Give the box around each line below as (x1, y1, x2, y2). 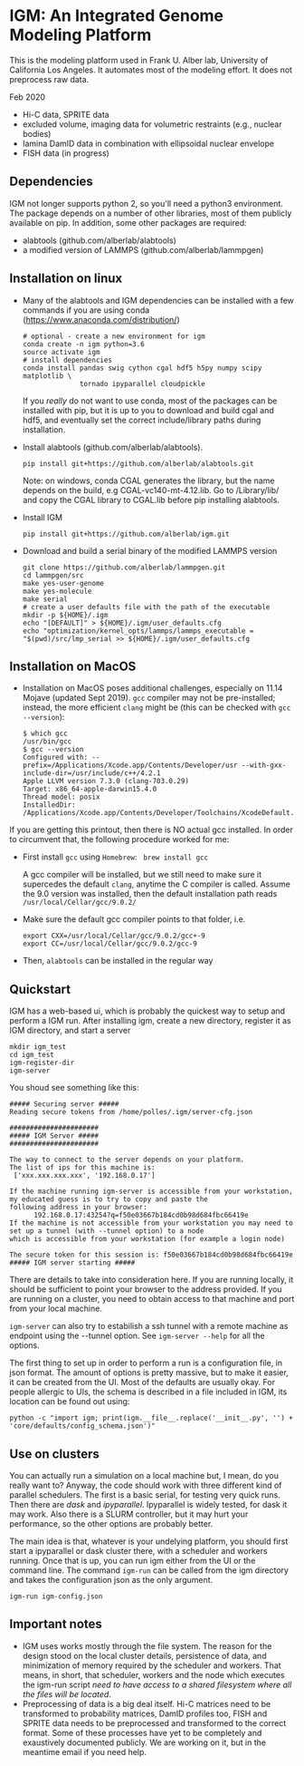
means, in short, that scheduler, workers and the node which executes (22, 1669, 285, 1680)
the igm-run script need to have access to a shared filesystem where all (22, 1679, 292, 1690)
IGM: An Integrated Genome (9, 5, 224, 26)
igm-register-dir (9, 1058, 75, 1068)
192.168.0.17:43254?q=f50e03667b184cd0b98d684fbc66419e (33, 1211, 249, 1220)
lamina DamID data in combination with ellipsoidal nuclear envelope (22, 138, 274, 149)
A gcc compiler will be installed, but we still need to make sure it (22, 869, 262, 880)
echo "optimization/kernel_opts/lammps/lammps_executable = (22, 626, 254, 636)
